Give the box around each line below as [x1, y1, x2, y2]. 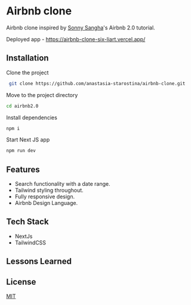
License [6, 277, 36, 287]
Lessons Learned [6, 256, 72, 267]
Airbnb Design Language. [14, 200, 78, 207]
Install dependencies [6, 114, 58, 121]
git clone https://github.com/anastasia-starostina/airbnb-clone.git [8, 80, 186, 86]
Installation [6, 53, 49, 64]
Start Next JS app [6, 136, 50, 143]
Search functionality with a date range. [14, 180, 110, 188]
